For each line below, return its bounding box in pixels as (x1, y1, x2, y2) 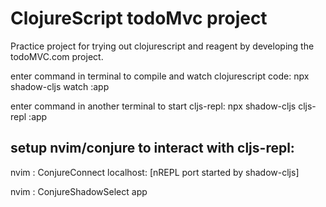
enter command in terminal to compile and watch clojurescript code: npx (10, 70, 310, 82)
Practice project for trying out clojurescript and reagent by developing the (10, 40, 315, 52)
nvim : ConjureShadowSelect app (10, 185, 148, 197)
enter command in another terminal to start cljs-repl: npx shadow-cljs (10, 100, 297, 112)
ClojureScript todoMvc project (10, 7, 268, 30)
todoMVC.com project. (10, 50, 104, 62)
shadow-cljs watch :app (10, 80, 110, 92)
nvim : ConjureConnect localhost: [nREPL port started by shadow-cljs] (10, 166, 300, 178)
